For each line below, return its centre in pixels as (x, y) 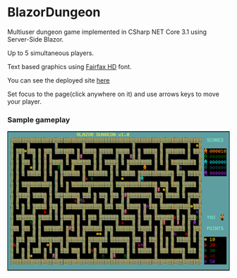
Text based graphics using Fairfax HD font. (69, 66)
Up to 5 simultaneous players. (50, 53)
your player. (25, 101)
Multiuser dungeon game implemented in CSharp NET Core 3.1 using (107, 32)
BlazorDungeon (54, 12)
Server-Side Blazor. (36, 39)
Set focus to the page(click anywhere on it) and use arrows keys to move (114, 94)
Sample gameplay (39, 119)
